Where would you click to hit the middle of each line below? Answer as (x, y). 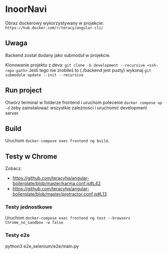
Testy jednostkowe (29, 207)
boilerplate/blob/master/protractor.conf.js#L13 (60, 194)
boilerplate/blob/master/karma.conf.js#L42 (57, 183)
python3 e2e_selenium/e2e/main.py (42, 246)
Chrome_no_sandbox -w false (34, 223)
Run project (24, 90)
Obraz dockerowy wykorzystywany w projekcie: (55, 23)
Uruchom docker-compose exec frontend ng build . (57, 140)
